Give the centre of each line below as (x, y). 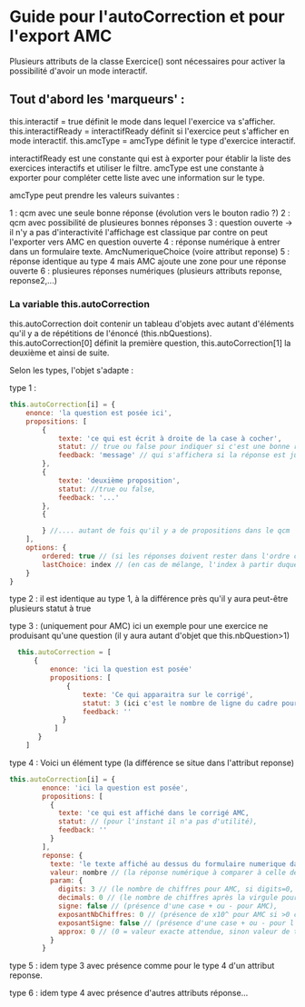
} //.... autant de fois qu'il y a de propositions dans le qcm (166, 531)
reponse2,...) (33, 280)
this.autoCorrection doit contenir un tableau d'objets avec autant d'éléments (152, 324)
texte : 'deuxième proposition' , (119, 480)
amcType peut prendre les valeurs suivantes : (94, 195)
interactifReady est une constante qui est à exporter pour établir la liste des (150, 158)
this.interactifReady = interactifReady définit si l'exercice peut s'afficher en (149, 131)
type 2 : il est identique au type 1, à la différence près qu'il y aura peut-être (149, 599)
